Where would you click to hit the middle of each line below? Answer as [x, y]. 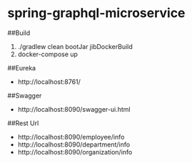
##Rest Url [23, 123]
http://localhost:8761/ [49, 81]
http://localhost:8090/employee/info [71, 137]
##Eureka [22, 68]
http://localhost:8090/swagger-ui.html [74, 109]
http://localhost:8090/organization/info [75, 152]
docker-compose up [48, 54]
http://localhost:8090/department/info [74, 144]
